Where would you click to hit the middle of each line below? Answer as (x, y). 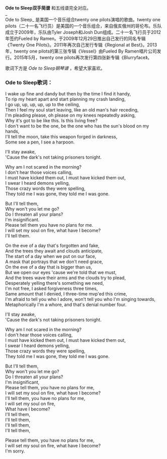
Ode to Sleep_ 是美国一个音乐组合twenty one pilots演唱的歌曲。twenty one (83, 19)
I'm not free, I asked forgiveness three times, (52, 289)
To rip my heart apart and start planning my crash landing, (65, 99)
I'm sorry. (15, 451)
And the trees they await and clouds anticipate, (54, 251)
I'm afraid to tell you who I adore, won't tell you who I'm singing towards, (80, 299)
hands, (12, 131)
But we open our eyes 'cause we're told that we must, (61, 273)
